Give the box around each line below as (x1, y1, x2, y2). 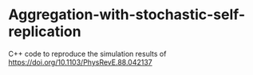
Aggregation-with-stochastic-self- (8, 6, 246, 24)
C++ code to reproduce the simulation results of (8, 49, 167, 58)
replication (8, 22, 81, 41)
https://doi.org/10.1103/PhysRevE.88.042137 (8, 57, 153, 67)
